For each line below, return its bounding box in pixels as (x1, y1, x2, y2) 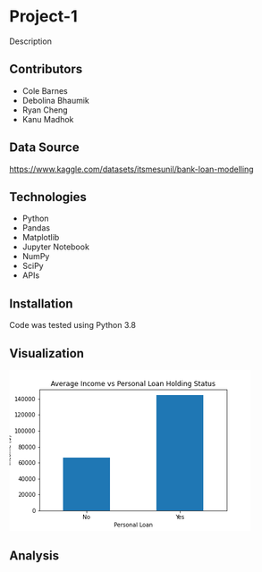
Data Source (9, 140, 80, 156)
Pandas (21, 223, 51, 233)
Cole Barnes (21, 85, 69, 96)
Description (9, 36, 52, 46)
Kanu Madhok (21, 114, 74, 124)
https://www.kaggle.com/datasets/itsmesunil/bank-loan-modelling (9, 164, 254, 174)
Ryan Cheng (21, 105, 69, 115)
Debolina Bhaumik (21, 95, 89, 105)
